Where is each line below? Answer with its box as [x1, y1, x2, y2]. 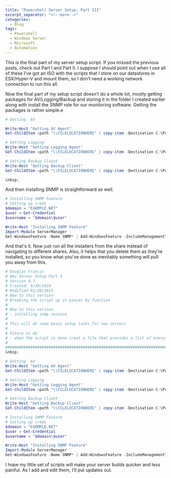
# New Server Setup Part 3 [5, 274, 63, 279]
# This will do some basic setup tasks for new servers [5, 321, 126, 326]
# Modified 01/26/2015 [5, 288, 53, 293]
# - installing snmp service [5, 312, 67, 317]
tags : [5, 26, 17, 32]
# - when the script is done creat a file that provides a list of [5, 335, 152, 341]
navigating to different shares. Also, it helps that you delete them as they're [5, 248, 163, 255]
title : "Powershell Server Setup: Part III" [5, 7, 101, 13]
